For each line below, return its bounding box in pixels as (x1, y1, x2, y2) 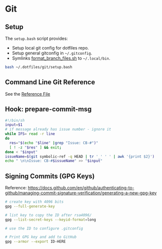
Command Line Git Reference (5, 78, 95, 86)
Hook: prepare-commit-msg (5, 105, 92, 114)
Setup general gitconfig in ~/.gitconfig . (12, 50, 92, 56)
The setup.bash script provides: (5, 35, 68, 41)
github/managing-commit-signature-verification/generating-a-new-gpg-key (5, 190, 157, 196)
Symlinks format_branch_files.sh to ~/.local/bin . (12, 55, 110, 61)
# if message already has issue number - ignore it (5, 127, 111, 132)
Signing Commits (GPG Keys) (5, 172, 95, 180)
